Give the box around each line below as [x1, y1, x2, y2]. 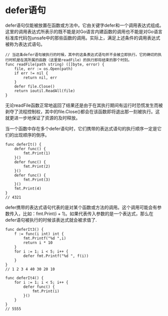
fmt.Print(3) [23, 177, 51, 182]
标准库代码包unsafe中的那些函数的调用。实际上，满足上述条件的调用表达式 [5, 35, 160, 41]
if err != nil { [14, 71, 49, 76]
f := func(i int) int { [14, 231, 64, 236]
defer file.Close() [14, 84, 55, 89]
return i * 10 [23, 240, 53, 245]
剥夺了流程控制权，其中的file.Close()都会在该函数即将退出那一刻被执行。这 [5, 108, 160, 114]
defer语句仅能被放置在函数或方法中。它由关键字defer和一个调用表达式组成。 [5, 22, 164, 28]
